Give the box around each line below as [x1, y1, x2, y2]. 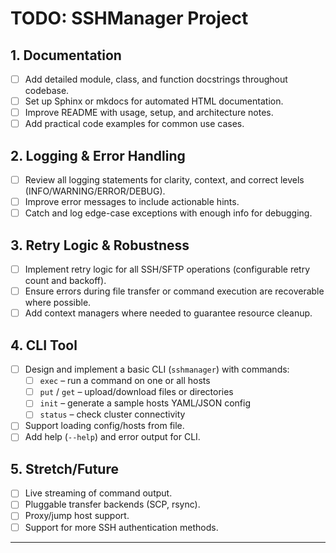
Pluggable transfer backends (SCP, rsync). [24, 498, 201, 511]
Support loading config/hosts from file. [24, 420, 185, 432]
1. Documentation [10, 47, 122, 64]
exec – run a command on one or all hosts [39, 375, 211, 387]
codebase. [24, 85, 70, 97]
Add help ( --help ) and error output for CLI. [24, 431, 201, 443]
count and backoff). [24, 275, 107, 287]
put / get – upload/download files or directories [39, 386, 234, 398]
